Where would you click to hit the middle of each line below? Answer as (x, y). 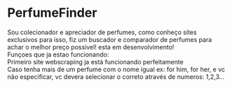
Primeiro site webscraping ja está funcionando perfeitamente (95, 61)
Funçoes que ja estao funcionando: (58, 54)
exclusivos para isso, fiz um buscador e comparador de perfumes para (110, 39)
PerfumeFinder (52, 13)
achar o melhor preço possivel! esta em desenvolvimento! (91, 47)
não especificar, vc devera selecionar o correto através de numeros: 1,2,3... (116, 76)
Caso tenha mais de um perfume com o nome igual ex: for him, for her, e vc (116, 69)
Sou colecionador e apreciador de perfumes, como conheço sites (102, 32)
